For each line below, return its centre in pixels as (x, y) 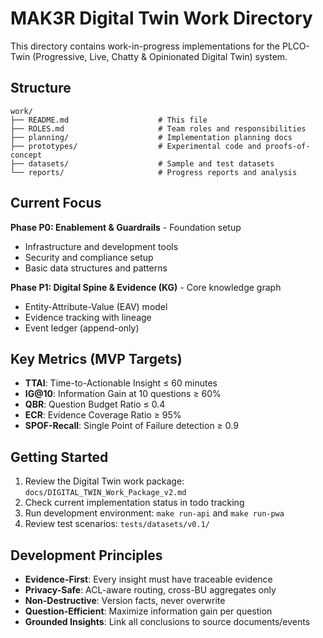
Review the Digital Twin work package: (104, 481)
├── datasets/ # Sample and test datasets (142, 163)
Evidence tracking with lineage (88, 317)
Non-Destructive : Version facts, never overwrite (125, 600)
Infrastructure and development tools (101, 246)
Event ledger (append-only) (82, 328)
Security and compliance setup (89, 257)
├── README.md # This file (109, 120)
